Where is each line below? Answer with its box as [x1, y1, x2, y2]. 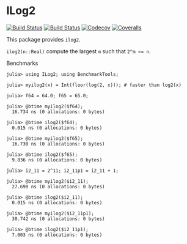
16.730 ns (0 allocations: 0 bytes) [12, 141, 105, 147]
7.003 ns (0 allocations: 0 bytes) [12, 232, 103, 238]
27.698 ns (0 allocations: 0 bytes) [12, 183, 105, 190]
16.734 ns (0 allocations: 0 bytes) [12, 108, 105, 115]
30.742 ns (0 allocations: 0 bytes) [12, 215, 105, 222]
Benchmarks [6, 59, 38, 67]
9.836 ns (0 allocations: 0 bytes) [12, 157, 103, 163]
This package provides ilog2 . [6, 35, 81, 43]
